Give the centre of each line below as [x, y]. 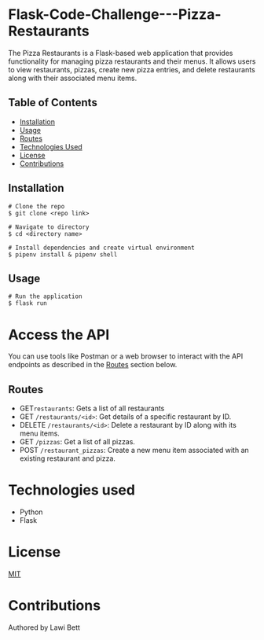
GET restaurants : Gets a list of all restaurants [92, 408]
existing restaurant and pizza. [68, 458]
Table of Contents [53, 103]
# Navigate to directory [49, 227]
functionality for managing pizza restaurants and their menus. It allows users [132, 61]
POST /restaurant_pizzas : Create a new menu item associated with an [134, 451]
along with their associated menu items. [73, 78]
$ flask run [27, 303]
